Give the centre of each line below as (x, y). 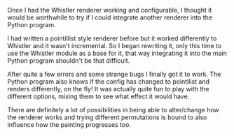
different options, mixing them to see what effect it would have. (98, 96)
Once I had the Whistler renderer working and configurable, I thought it (110, 10)
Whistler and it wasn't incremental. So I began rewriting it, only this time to (115, 46)
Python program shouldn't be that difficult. (69, 61)
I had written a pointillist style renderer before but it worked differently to (112, 38)
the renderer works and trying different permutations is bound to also (107, 117)
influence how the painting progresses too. (69, 124)
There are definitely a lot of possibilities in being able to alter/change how (113, 110)
